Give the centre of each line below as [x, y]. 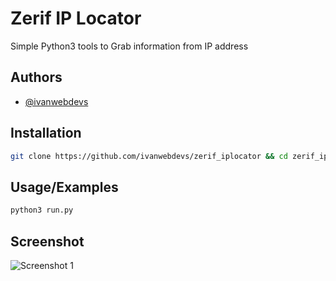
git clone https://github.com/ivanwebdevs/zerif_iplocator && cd [149, 156]
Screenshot [47, 241]
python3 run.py [42, 210]
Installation [46, 133]
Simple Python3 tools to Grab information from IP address [129, 46]
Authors [36, 77]
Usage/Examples [64, 187]
